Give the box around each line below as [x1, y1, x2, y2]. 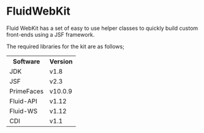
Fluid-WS [9, 107, 38, 115]
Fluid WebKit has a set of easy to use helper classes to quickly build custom [6, 24, 198, 32]
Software [12, 57, 40, 65]
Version [49, 57, 73, 65]
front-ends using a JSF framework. [6, 31, 95, 38]
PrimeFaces [9, 87, 44, 95]
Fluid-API [9, 96, 38, 105]
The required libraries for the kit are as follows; [6, 43, 124, 50]
